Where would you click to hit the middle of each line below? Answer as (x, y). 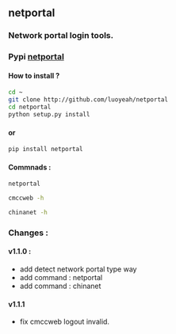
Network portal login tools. (61, 36)
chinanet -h (28, 212)
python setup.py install (49, 115)
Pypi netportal (36, 57)
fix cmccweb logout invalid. (64, 322)
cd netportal (30, 107)
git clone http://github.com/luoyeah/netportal (88, 100)
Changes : (29, 233)
